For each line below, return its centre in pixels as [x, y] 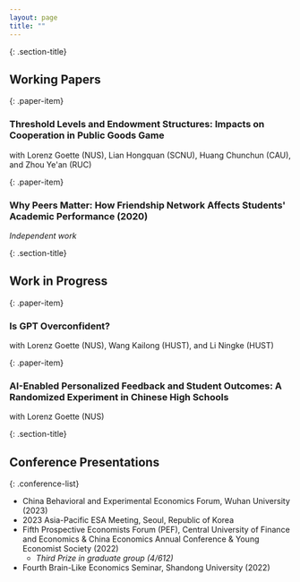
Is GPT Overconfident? [60, 326]
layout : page [34, 17]
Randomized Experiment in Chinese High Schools [119, 397]
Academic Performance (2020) [79, 216]
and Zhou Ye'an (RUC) [51, 164]
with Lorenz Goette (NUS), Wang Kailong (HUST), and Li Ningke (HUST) [142, 346]
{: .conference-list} [44, 484]
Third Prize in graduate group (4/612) [104, 558]
